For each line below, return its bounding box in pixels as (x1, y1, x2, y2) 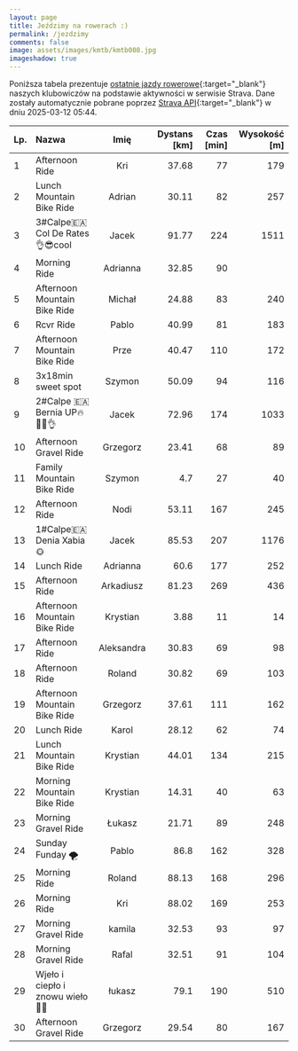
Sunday (35, 837, 68, 849)
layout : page (9, 12, 58, 22)
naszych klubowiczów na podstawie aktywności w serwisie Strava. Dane (9, 88, 275, 98)
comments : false (9, 37, 69, 47)
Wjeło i (35, 969, 65, 980)
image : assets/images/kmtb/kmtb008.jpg (9, 46, 157, 55)
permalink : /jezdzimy (9, 29, 90, 38)
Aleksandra (98, 642, 146, 654)
